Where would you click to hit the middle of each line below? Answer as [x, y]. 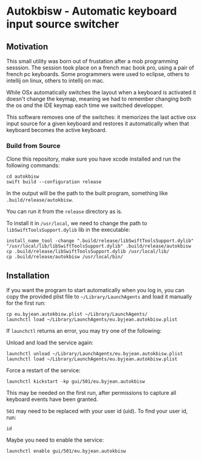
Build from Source [33, 145]
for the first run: [26, 303]
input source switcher [63, 24]
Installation [28, 275]
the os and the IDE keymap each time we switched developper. [85, 105]
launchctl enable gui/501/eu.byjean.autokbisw [66, 451]
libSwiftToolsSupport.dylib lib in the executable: [68, 230]
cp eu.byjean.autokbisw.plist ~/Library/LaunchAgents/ [77, 315]
